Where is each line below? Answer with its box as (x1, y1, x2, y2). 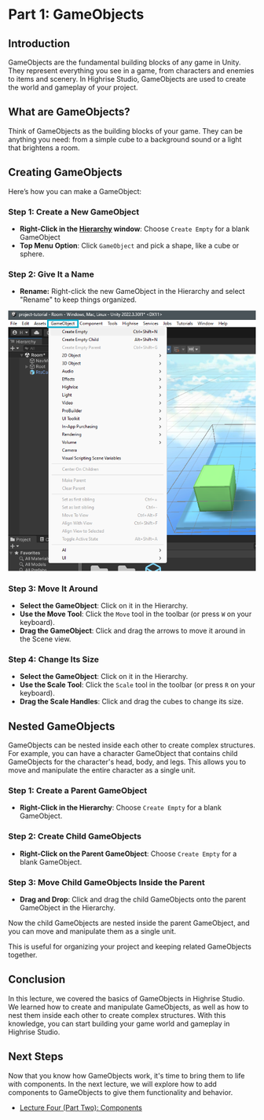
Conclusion (8, 973, 66, 986)
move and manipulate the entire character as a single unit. (8, 766, 196, 775)
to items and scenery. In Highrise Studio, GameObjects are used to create (8, 75, 247, 83)
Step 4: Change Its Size (8, 654, 100, 665)
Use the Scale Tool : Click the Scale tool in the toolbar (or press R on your (19, 680, 255, 689)
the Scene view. (19, 634, 71, 644)
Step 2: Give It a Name (8, 269, 94, 280)
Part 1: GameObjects (8, 6, 145, 24)
